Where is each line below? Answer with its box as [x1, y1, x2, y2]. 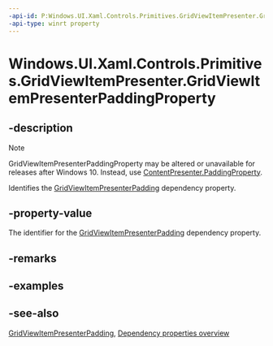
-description [8, 121, 73, 135]
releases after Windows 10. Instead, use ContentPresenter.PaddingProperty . [8, 167, 262, 177]
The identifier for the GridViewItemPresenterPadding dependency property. [8, 228, 262, 238]
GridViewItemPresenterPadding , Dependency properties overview [8, 328, 230, 338]
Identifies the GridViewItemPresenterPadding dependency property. [8, 183, 236, 192]
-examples [8, 279, 64, 293]
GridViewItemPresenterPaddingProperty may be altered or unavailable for [8, 158, 256, 168]
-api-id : [8, 11, 38, 20]
